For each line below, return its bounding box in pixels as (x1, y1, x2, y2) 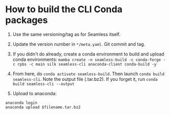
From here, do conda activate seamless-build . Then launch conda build (12, 70, 164, 77)
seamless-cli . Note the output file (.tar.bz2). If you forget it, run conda (12, 76, 158, 82)
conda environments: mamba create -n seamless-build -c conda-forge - (12, 56, 165, 62)
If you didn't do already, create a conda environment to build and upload (12, 51, 164, 57)
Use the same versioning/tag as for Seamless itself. (12, 31, 121, 37)
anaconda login (5, 100, 38, 105)
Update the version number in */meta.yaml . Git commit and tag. (12, 41, 146, 47)
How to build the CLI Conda (5, 4, 123, 15)
